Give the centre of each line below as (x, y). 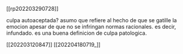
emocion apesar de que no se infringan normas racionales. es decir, (91, 27)
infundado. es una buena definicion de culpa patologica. (77, 33)
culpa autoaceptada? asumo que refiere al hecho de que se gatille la (91, 20)
